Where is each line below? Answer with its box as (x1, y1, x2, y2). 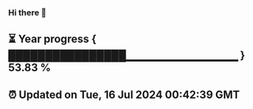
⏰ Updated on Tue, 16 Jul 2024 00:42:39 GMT (8, 88, 240, 101)
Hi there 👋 (8, 7, 47, 18)
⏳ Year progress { (8, 32, 97, 46)
